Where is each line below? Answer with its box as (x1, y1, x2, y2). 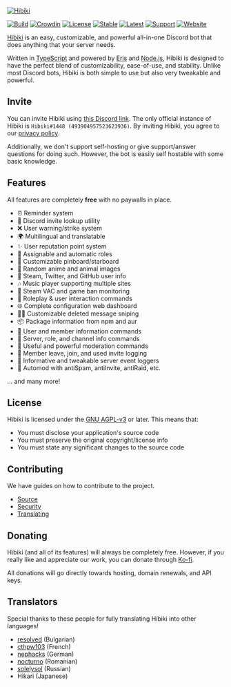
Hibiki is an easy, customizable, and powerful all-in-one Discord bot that (7, 33, 212, 41)
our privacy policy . (7, 128, 60, 137)
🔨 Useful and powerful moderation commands (17, 342, 148, 350)
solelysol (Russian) (17, 664, 71, 673)
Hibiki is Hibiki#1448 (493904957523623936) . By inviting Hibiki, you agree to (7, 122, 220, 130)
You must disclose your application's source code (17, 429, 159, 437)
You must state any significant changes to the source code (17, 443, 185, 452)
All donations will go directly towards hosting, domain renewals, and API (7, 569, 212, 577)
